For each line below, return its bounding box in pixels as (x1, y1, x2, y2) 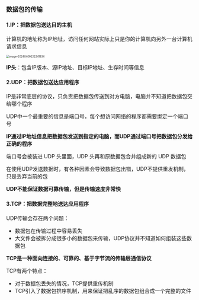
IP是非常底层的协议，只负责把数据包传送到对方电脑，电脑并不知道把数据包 (6, 93, 188, 100)
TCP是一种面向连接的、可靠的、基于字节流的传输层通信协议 (6, 254, 152, 261)
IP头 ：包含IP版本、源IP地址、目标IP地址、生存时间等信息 (6, 64, 145, 71)
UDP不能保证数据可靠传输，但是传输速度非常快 (6, 186, 121, 193)
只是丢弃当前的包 (6, 173, 48, 180)
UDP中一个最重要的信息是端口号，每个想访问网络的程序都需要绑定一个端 (6, 113, 184, 120)
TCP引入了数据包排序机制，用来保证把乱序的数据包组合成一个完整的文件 (14, 287, 191, 294)
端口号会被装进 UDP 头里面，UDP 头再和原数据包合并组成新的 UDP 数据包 (6, 153, 187, 160)
